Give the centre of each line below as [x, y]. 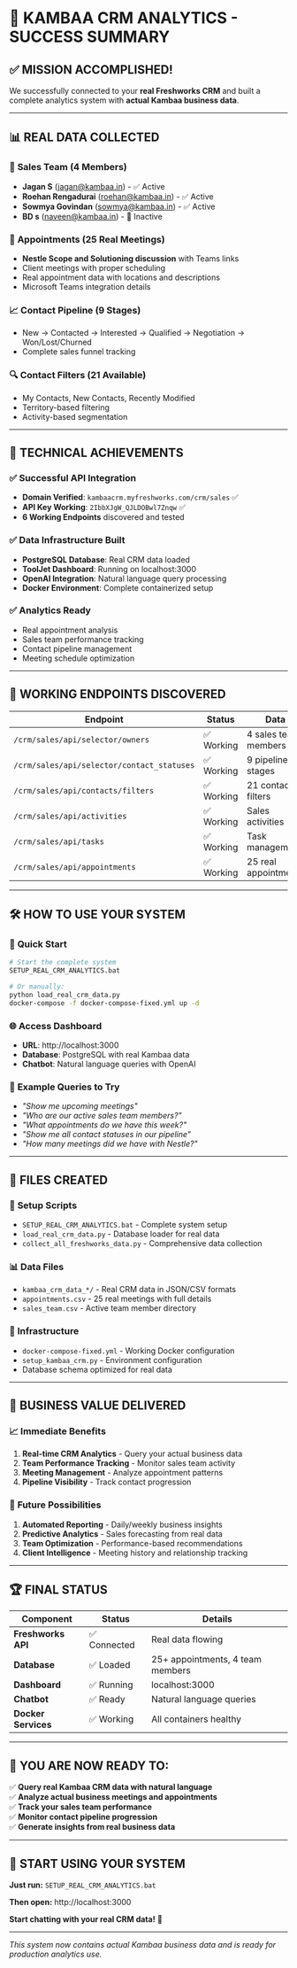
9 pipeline [268, 759]
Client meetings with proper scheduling [94, 267]
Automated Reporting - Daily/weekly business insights [122, 1524]
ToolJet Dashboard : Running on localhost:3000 [109, 569]
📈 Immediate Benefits [57, 1431]
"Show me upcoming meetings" [80, 1106]
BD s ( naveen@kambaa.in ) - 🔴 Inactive [92, 216]
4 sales [262, 734]
